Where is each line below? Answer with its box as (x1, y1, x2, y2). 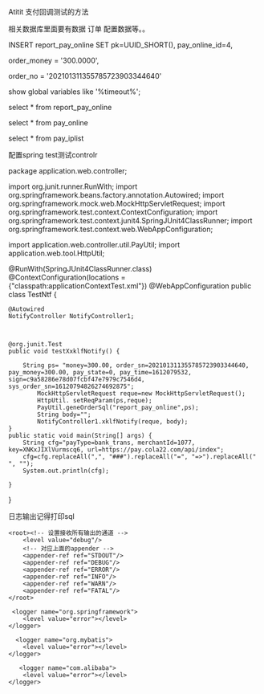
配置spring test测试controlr (8, 150, 98, 159)
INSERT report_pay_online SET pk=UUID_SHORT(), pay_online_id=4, (8, 40, 233, 50)
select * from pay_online (8, 118, 88, 127)
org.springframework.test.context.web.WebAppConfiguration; (8, 224, 213, 234)
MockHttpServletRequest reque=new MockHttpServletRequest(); (37, 390, 246, 398)
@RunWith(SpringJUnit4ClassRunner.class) (8, 264, 152, 273)
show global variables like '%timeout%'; (8, 87, 141, 96)
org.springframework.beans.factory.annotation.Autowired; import (8, 190, 225, 199)
